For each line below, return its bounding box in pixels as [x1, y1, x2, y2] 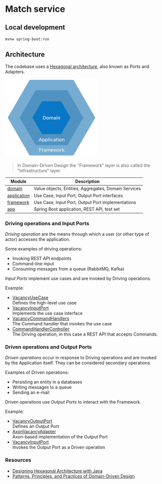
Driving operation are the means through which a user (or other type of [5, 231, 149, 237]
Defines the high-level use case [12, 300, 77, 306]
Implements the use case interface [12, 310, 83, 316]
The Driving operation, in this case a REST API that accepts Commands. [12, 331, 158, 337]
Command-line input [12, 260, 54, 267]
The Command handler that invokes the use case [12, 320, 112, 326]
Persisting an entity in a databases [12, 379, 83, 385]
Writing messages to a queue [12, 384, 72, 390]
